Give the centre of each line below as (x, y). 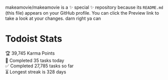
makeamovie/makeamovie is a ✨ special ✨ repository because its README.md (84, 7)
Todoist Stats (34, 39)
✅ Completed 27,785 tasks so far (39, 66)
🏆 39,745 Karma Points (30, 53)
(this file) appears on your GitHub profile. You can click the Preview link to (82, 13)
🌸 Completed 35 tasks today (35, 60)
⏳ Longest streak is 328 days (36, 72)
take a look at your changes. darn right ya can (53, 18)
